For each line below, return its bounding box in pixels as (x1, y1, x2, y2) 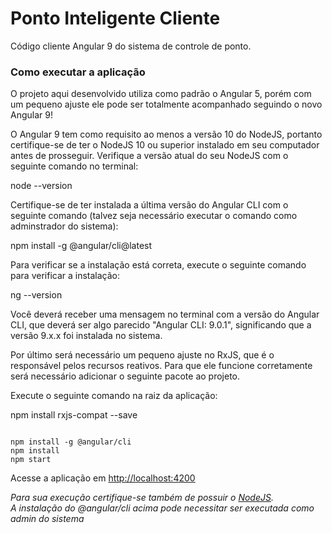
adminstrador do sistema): (10, 220, 119, 232)
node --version (10, 180, 73, 192)
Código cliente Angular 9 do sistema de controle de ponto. (10, 40, 252, 52)
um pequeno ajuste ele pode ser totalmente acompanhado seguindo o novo (10, 98, 323, 111)
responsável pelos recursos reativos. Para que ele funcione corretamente (10, 360, 313, 372)
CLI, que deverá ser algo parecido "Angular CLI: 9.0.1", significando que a (10, 319, 312, 331)
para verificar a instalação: (10, 270, 121, 282)
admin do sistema (10, 513, 85, 525)
